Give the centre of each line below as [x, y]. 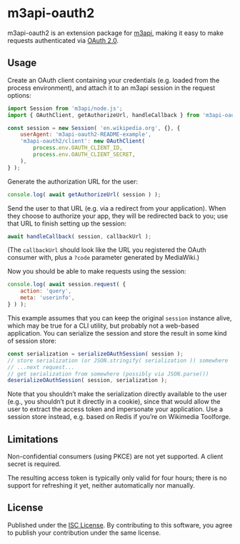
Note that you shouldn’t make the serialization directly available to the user [117, 394]
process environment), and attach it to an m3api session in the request [111, 88]
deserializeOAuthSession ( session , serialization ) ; [87, 381]
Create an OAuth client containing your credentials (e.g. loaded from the [114, 80]
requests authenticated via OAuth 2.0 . [63, 40]
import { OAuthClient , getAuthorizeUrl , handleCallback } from [104, 115]
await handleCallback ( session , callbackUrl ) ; [80, 236]
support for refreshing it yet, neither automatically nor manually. [101, 485]
